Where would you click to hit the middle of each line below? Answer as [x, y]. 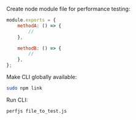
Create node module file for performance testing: [68, 9]
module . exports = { [31, 20]
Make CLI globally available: [42, 77]
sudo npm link [25, 88]
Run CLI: [17, 100]
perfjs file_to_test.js [37, 111]
